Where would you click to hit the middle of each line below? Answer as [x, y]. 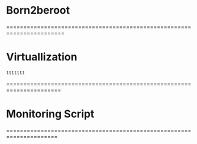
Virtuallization [42, 57]
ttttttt [16, 73]
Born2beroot [38, 10]
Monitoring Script [50, 114]
